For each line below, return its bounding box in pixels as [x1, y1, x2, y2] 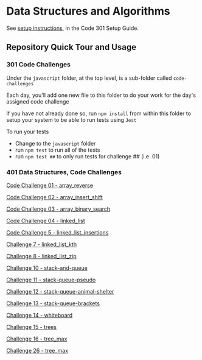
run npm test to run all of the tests [15, 146, 100, 154]
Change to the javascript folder [15, 139, 96, 147]
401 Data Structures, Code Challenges [6, 168, 122, 176]
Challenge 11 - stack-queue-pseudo [6, 276, 96, 283]
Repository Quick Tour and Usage [6, 42, 137, 52]
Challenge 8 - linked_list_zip [6, 252, 77, 259]
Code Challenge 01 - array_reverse [6, 182, 93, 189]
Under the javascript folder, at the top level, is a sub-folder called [6, 74, 172, 82]
